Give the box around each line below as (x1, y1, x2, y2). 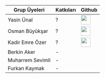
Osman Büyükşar (8, 27, 49, 34)
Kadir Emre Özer (8, 39, 47, 45)
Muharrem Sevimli (8, 57, 51, 63)
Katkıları (55, 6, 76, 13)
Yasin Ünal (8, 16, 33, 23)
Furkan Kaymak (8, 65, 45, 71)
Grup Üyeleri (13, 6, 45, 13)
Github (80, 6, 98, 13)
